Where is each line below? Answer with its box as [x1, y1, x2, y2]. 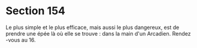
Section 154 [5, 4, 65, 18]
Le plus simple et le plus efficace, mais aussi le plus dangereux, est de [5, 24, 180, 31]
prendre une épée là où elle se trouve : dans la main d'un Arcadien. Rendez [5, 30, 191, 37]
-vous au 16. [5, 36, 37, 43]
